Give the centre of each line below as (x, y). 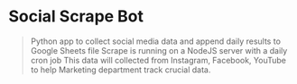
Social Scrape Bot (76, 17)
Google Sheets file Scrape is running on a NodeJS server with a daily (159, 50)
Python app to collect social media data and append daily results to (156, 41)
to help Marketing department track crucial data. (121, 70)
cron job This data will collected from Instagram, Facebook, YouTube (158, 60)
